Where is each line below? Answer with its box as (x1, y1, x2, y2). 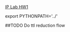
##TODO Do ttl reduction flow (5, 22, 65, 28)
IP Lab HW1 (5, 4, 28, 10)
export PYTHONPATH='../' (5, 13, 58, 19)
